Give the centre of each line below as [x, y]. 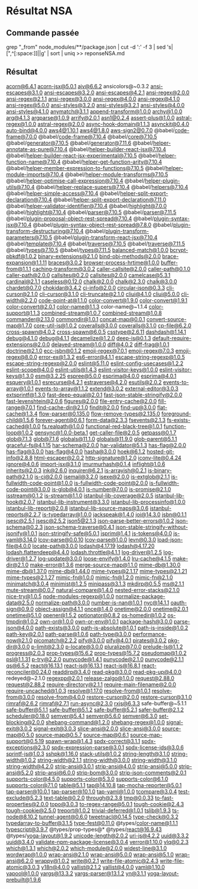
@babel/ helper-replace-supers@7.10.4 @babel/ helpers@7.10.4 [112, 187]
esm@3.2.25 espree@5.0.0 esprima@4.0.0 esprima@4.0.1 [106, 376]
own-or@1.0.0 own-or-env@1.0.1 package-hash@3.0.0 [106, 621]
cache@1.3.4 [22, 414]
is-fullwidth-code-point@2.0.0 [111, 483]
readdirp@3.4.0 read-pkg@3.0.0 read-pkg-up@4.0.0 [117, 671]
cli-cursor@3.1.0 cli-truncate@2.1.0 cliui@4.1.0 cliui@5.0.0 [110, 294]
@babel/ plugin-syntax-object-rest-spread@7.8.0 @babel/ [103, 225]
